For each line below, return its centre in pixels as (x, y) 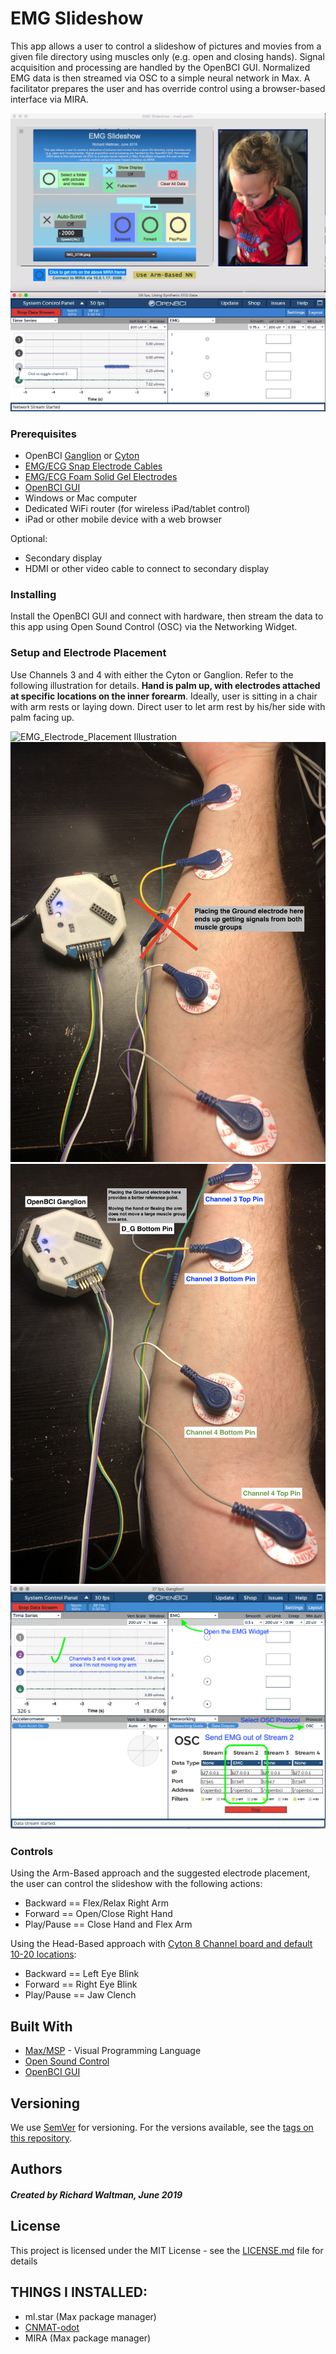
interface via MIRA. (49, 99)
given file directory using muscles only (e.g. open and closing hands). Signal (167, 56)
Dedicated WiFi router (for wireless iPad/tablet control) (137, 509)
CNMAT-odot (52, 2327)
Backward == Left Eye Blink (82, 1974)
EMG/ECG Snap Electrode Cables (93, 466)
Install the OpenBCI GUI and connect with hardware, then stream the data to (167, 616)
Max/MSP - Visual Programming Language (113, 2051)
